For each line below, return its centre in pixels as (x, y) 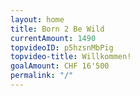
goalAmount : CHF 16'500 (60, 66)
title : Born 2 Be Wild (57, 29)
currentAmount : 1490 (53, 38)
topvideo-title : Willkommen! (71, 57)
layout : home (37, 19)
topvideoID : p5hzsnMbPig (62, 47)
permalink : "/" (42, 76)
